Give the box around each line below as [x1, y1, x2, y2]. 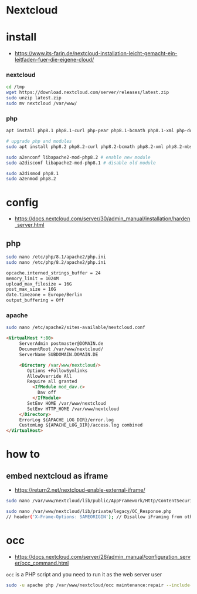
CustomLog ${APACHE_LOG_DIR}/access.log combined [19, 422, 143, 428]
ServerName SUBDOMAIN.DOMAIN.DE [19, 351, 98, 357]
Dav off [37, 390, 57, 395]
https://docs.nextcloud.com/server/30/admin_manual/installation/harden [14, 215, 191, 222]
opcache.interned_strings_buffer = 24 [6, 270, 101, 276]
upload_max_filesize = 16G [6, 281, 72, 287]
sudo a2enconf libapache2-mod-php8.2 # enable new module [6, 154, 151, 160]
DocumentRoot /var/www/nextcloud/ [19, 346, 104, 353]
